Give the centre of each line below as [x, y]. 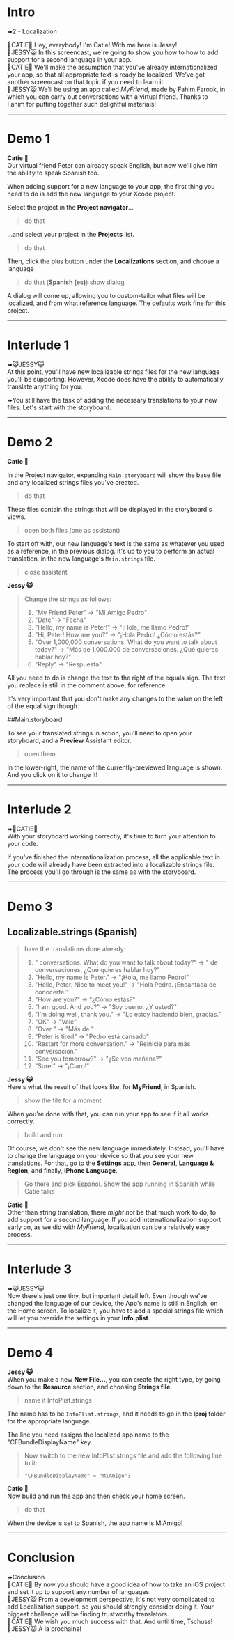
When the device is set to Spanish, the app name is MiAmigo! [95, 1523]
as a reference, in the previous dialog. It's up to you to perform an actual [111, 551]
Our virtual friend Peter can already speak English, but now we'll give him [112, 165]
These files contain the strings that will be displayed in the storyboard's [110, 509]
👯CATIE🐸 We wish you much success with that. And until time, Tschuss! [110, 1621]
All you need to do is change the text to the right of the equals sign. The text [116, 678]
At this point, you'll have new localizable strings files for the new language [114, 372]
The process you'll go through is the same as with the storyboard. [102, 872]
